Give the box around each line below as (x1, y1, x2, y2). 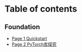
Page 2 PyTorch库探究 (11, 41, 57, 47)
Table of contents (4, 3, 78, 15)
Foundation (4, 23, 40, 31)
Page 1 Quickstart (11, 35, 47, 41)
